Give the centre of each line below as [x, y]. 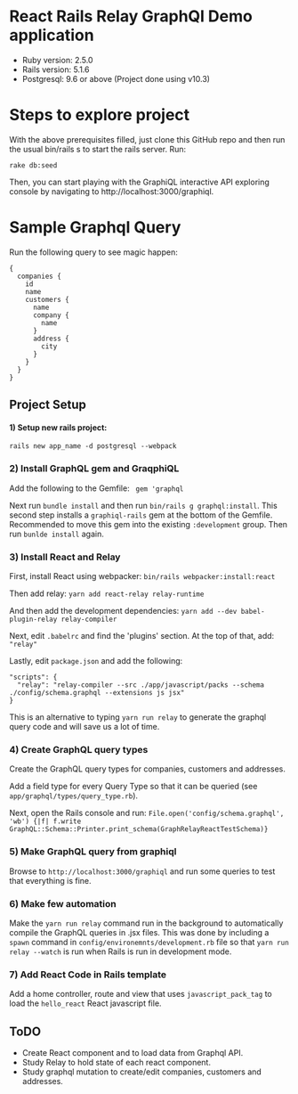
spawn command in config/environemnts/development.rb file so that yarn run [149, 942]
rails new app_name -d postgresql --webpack [93, 446]
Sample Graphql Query [95, 228]
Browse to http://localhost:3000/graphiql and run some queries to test [142, 871]
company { [51, 315]
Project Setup [48, 405]
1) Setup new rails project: [58, 427]
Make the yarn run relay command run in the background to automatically [146, 923]
